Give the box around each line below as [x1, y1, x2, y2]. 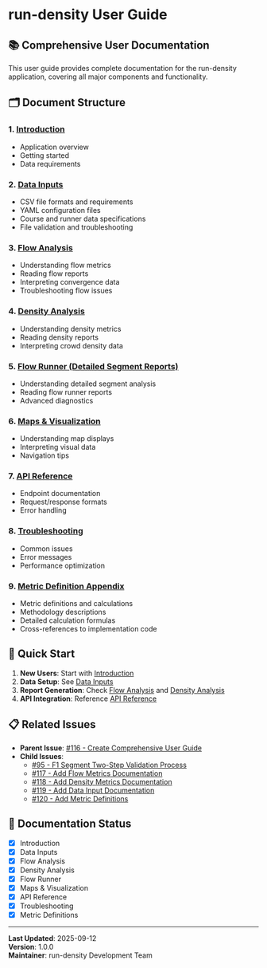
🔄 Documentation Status [8, 817, 132, 831]
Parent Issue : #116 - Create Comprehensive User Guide [19, 743, 203, 753]
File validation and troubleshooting [19, 222, 133, 232]
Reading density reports [19, 333, 99, 342]
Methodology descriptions [19, 608, 106, 617]
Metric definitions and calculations [19, 599, 133, 608]
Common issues [19, 544, 73, 553]
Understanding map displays [19, 434, 114, 443]
